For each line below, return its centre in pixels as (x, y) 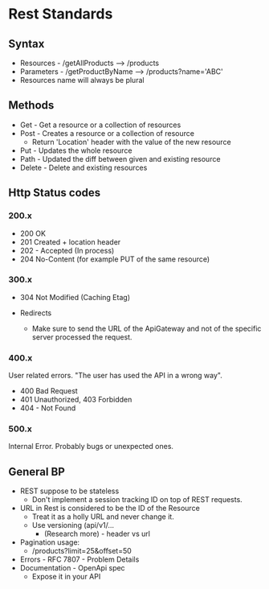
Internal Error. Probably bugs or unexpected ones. (91, 447)
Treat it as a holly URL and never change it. (103, 517)
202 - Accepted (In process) (67, 250)
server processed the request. (82, 337)
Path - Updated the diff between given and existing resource (120, 159)
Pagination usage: (50, 542)
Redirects (36, 313)
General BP (37, 472)
